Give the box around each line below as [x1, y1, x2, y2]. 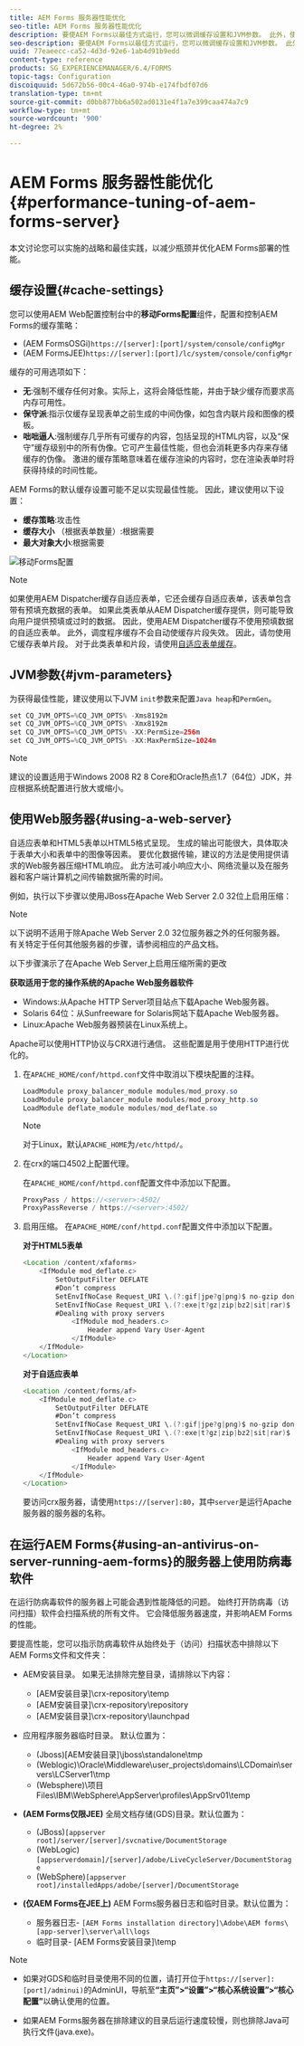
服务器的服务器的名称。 [22, 1508, 110, 1518]
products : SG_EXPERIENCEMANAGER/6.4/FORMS [9, 64, 172, 73]
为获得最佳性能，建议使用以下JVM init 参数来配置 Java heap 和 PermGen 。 [9, 693, 277, 704]
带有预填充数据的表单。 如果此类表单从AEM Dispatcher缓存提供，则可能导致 [9, 604, 294, 615]
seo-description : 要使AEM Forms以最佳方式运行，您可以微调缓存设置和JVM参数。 [9, 38, 282, 48]
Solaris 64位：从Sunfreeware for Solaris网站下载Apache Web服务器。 [22, 1007, 284, 1018]
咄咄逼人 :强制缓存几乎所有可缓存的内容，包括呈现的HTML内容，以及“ [22, 431, 281, 442]
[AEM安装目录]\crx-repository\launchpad [35, 1711, 190, 1722]
